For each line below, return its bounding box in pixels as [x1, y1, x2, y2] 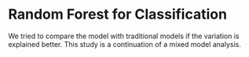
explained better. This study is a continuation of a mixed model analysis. [8, 39, 242, 48]
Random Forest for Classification [8, 5, 228, 23]
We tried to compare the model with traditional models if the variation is [8, 31, 240, 41]
